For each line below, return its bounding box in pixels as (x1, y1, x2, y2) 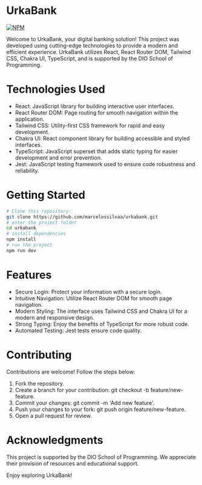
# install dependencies (6, 231, 67, 237)
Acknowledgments (6, 433, 104, 447)
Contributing (6, 348, 72, 361)
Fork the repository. (15, 380, 65, 387)
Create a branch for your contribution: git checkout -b (15, 386, 149, 393)
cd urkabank (6, 225, 36, 231)
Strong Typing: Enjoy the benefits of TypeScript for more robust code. (15, 320, 189, 327)
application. (15, 115, 45, 122)
